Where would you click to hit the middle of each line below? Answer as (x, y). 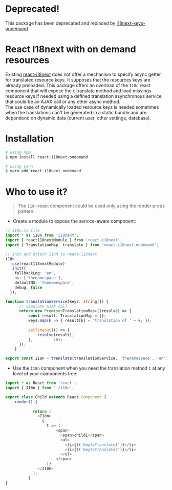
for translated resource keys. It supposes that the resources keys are (78, 79)
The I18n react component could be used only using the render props (91, 206)
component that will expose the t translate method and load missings (79, 91)
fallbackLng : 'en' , (35, 273)
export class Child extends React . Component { (56, 397)
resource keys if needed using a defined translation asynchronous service (84, 96)
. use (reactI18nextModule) (38, 264)
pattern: (26, 211)
